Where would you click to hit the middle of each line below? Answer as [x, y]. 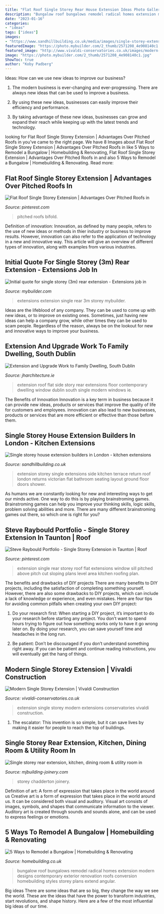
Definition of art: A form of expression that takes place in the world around [80, 791]
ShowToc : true [20, 60]
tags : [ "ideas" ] [21, 32]
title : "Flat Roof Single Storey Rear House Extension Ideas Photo [75, 10]
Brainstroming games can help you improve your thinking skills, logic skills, [80, 504]
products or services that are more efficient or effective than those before [79, 415]
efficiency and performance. [41, 108]
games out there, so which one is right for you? [52, 515]
